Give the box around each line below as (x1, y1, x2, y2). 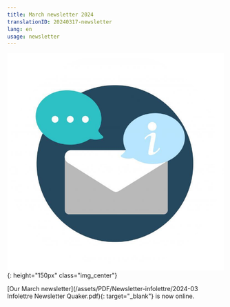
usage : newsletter (7, 33, 60, 40)
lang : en (7, 26, 32, 32)
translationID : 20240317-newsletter (7, 18, 112, 26)
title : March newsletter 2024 (7, 11, 94, 18)
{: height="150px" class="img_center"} (7, 271, 118, 279)
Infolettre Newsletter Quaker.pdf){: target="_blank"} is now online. (7, 292, 195, 300)
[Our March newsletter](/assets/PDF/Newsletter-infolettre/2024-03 (7, 285, 198, 293)
